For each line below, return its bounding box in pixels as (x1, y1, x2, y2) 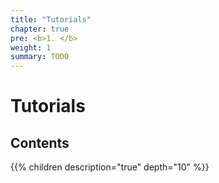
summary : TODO (10, 52, 70, 62)
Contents (10, 134, 70, 151)
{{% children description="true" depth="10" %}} (10, 161, 210, 173)
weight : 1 (10, 42, 52, 53)
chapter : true (10, 24, 70, 34)
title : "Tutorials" (10, 14, 92, 25)
